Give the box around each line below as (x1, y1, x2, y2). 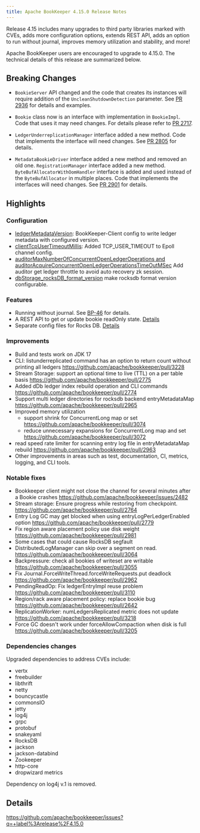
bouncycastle (14, 692, 49, 700)
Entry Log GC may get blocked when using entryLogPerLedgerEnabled (14, 513, 190, 520)
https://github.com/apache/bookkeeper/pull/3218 (14, 615, 137, 622)
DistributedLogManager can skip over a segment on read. (14, 545, 157, 552)
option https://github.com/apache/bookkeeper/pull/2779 (14, 519, 154, 527)
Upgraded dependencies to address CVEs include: (6, 656, 131, 663)
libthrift (14, 680, 33, 687)
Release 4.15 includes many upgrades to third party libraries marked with (6, 25, 185, 32)
